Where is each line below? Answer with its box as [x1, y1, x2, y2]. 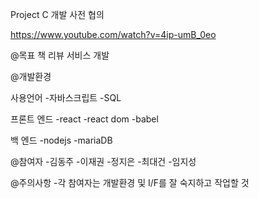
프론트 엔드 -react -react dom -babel [10, 113, 159, 125]
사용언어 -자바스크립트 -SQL [10, 92, 122, 103]
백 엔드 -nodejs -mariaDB [10, 134, 113, 146]
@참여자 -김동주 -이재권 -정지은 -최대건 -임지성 [10, 156, 197, 167]
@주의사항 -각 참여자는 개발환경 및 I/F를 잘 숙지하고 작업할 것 [10, 177, 250, 188]
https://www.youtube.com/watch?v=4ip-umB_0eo [10, 29, 217, 40]
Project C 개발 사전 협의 [10, 9, 105, 20]
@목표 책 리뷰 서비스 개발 [10, 49, 110, 61]
